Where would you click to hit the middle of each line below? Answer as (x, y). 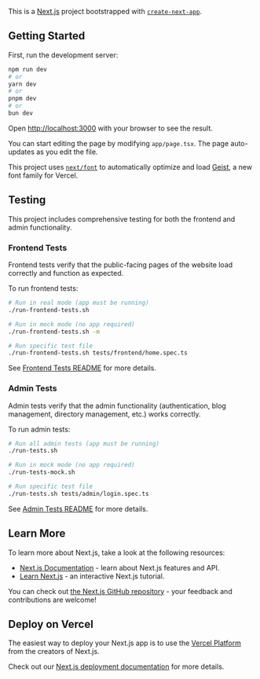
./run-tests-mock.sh (42, 472)
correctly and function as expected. (66, 273)
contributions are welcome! (52, 600)
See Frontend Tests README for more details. (82, 368)
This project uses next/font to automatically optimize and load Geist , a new (130, 167)
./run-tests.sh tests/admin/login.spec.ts (79, 494)
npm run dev (27, 69)
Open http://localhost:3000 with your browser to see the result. (111, 128)
